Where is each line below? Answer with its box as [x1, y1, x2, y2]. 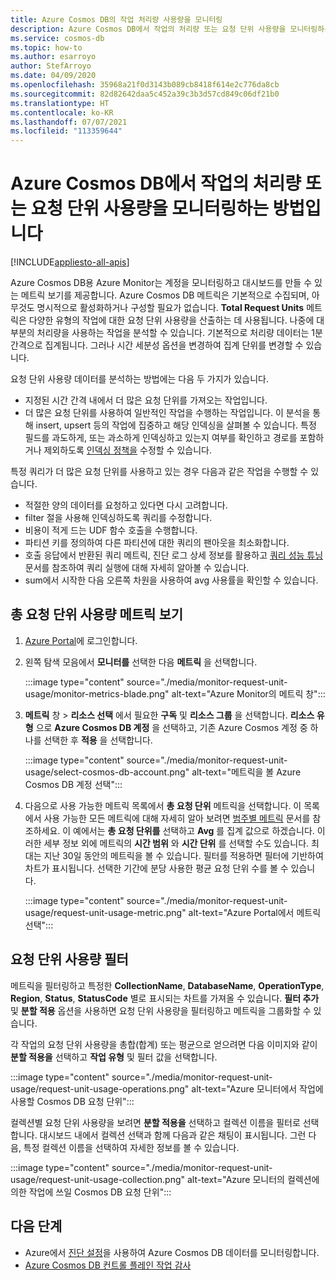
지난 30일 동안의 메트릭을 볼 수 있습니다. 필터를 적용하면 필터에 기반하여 [43, 849, 324, 861]
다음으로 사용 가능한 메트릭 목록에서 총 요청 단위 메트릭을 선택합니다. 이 [24, 799, 302, 811]
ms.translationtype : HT [10, 98, 110, 108]
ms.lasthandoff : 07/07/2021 [10, 117, 128, 127]
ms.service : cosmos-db [10, 33, 105, 43]
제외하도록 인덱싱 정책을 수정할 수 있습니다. [43, 444, 212, 456]
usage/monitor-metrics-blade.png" [24, 687, 170, 700]
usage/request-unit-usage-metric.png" [24, 906, 187, 918]
